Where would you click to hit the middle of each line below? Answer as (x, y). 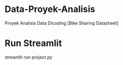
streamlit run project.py (29, 57)
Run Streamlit (33, 43)
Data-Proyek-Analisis (50, 9)
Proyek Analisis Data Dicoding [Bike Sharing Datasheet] (62, 23)
